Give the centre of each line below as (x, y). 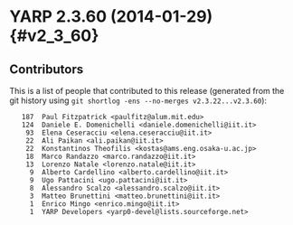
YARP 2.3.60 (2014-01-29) (111, 17)
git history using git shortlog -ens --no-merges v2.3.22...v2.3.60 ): (138, 100)
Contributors (47, 69)
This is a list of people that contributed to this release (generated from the (147, 91)
